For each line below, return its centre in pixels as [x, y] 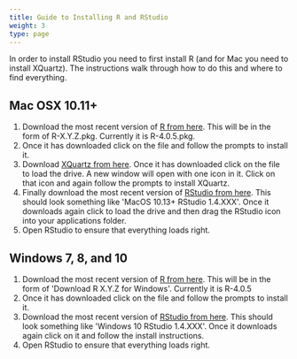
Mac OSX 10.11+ [54, 106]
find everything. [38, 78]
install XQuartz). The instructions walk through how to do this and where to [146, 68]
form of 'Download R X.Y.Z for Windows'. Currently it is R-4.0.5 [137, 289]
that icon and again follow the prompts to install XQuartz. [126, 183]
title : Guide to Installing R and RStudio [89, 17]
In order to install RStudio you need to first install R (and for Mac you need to [149, 59]
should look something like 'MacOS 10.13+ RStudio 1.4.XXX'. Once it [145, 202]
